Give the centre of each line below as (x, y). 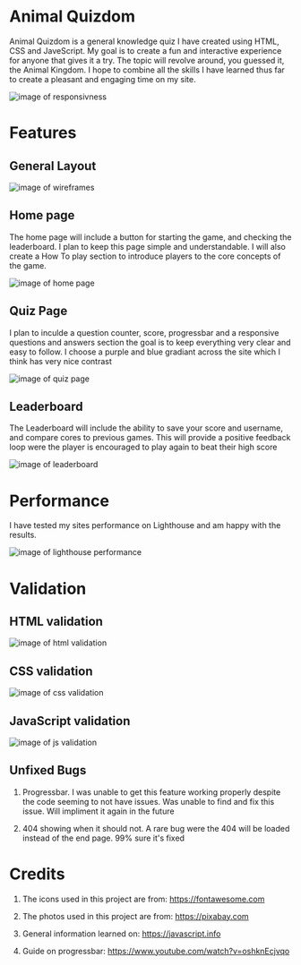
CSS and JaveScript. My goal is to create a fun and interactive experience (146, 50)
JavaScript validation (70, 721)
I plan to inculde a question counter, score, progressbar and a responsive (144, 332)
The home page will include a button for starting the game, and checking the (150, 237)
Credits (37, 874)
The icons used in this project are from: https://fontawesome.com (143, 899)
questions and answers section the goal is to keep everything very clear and (150, 342)
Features (43, 133)
